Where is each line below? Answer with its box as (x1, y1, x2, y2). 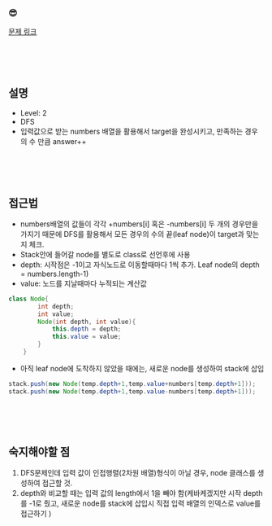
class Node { (8, 295, 49, 303)
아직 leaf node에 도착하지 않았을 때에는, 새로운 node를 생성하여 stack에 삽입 (19, 363, 265, 373)
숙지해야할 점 (8, 445, 71, 459)
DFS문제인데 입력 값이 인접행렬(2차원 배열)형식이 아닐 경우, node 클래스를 (19, 468, 256, 478)
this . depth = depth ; (51, 325, 122, 333)
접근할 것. (41, 478, 73, 488)
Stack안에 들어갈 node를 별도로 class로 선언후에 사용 (19, 249, 191, 259)
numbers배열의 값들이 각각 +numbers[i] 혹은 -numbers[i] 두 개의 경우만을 (19, 219, 258, 229)
